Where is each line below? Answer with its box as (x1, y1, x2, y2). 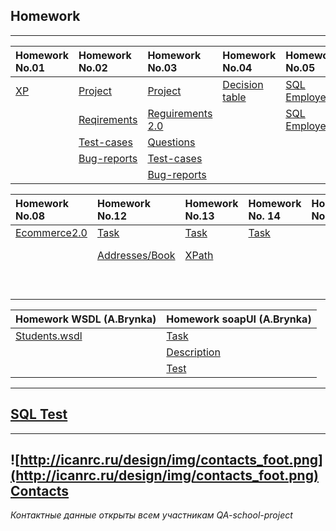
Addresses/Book (96, 248, 176, 262)
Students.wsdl (15, 329, 83, 343)
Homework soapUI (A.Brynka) (166, 312, 312, 326)
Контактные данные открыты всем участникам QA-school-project (10, 509, 293, 521)
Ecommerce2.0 (15, 225, 88, 239)
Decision (222, 77, 264, 91)
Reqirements (78, 112, 138, 126)
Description (166, 345, 221, 359)
